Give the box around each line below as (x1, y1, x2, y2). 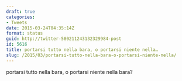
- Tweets (6, 19, 28, 25)
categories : (6, 14, 35, 20)
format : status (6, 31, 43, 36)
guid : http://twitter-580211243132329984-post (6, 36, 122, 42)
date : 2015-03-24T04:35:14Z (6, 25, 75, 31)
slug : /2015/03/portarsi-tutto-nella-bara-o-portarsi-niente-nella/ (6, 52, 177, 58)
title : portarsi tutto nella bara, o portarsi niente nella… (6, 47, 159, 53)
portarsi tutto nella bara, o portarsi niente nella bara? (6, 68, 133, 75)
